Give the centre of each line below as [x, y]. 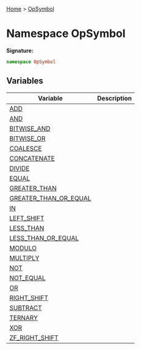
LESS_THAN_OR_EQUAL [44, 238]
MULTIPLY [24, 258]
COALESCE [26, 148]
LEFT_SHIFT [27, 218]
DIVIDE [20, 168]
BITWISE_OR [27, 139]
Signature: [20, 50]
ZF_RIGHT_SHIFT [34, 338]
